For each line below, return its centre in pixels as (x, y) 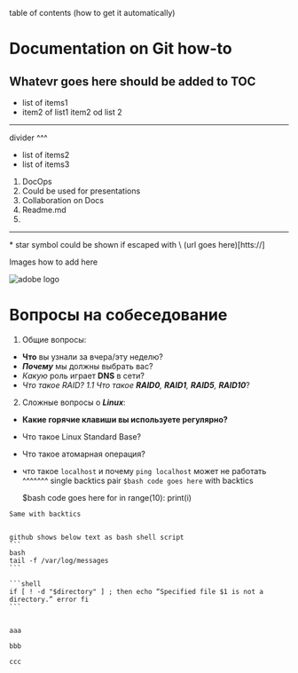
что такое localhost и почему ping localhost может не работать (144, 471)
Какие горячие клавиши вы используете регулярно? (125, 419)
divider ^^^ (28, 138)
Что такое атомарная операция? (84, 454)
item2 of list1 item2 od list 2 (72, 112)
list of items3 (46, 164)
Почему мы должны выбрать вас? (87, 366)
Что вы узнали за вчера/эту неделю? (93, 356)
